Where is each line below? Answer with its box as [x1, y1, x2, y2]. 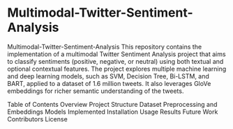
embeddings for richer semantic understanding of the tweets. [7, 87, 184, 95]
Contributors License [7, 114, 68, 123]
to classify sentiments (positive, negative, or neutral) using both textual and [7, 57, 224, 65]
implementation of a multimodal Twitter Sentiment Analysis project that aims [7, 50, 226, 58]
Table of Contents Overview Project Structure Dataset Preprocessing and [7, 100, 218, 108]
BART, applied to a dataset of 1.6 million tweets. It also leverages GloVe [7, 79, 211, 87]
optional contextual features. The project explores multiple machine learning [7, 64, 227, 73]
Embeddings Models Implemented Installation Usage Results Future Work [7, 108, 218, 116]
